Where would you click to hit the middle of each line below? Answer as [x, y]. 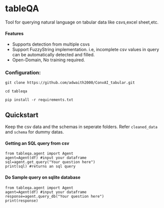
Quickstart [22, 115]
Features [14, 33]
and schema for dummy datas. [35, 132]
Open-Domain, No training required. [48, 60]
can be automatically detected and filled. [53, 55]
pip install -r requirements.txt [39, 100]
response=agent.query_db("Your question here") [55, 196]
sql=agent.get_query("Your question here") [50, 162]
